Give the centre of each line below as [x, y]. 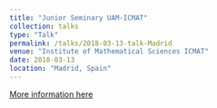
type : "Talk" [34, 34]
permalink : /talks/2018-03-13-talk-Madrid [91, 43]
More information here [51, 94]
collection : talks [44, 26]
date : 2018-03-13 [42, 60]
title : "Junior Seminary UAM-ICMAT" [79, 18]
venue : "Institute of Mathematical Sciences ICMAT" [109, 52]
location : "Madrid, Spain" [60, 69]
